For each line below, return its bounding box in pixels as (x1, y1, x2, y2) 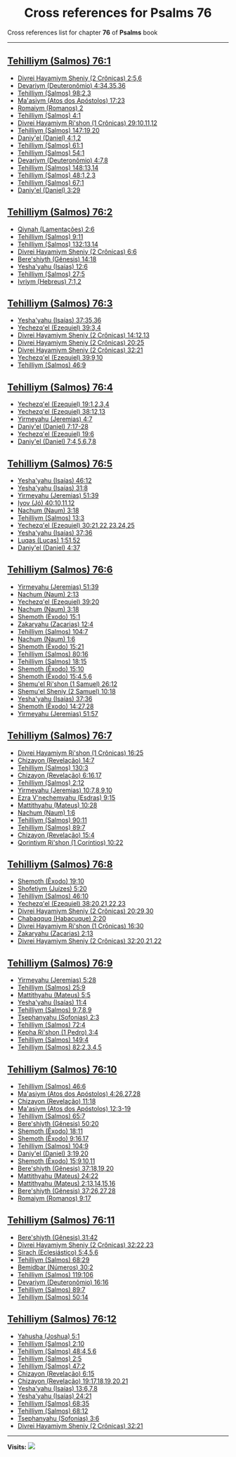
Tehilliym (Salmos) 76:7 (7, 730, 112, 742)
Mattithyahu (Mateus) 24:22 (17, 1172, 99, 1180)
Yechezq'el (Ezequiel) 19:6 (17, 430, 95, 439)
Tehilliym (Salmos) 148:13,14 (17, 163, 99, 171)
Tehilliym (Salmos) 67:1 (17, 178, 84, 187)
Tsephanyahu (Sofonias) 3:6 (17, 1414, 100, 1423)
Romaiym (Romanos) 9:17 (17, 1194, 91, 1203)
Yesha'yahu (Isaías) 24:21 (17, 1392, 92, 1400)
